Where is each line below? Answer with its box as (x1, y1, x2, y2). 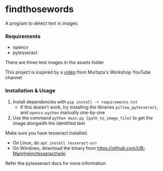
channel (5, 75, 22, 81)
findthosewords (5, 4, 74, 15)
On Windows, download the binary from (12, 145, 96, 151)
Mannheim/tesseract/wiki (12, 150, 66, 156)
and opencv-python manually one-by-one (20, 109, 105, 116)
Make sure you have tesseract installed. (5, 130, 88, 136)
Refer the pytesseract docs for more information (5, 160, 106, 166)
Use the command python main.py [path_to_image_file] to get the (12, 115, 153, 121)
